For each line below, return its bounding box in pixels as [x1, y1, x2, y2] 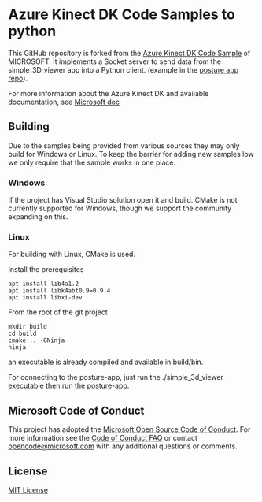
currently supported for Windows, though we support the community [8, 203, 232, 214]
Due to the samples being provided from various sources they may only [8, 140, 240, 151]
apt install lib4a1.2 [8, 280, 79, 288]
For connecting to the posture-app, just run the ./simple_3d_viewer [8, 373, 224, 382]
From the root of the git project [8, 307, 108, 317]
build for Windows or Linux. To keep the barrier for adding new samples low [8, 149, 254, 158]
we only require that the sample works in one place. [8, 158, 176, 167]
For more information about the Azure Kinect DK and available [8, 88, 209, 98]
